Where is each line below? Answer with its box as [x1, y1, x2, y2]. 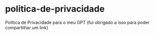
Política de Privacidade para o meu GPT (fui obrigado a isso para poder [5, 19, 150, 25]
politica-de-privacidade [5, 3, 105, 15]
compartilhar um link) [5, 24, 48, 30]
